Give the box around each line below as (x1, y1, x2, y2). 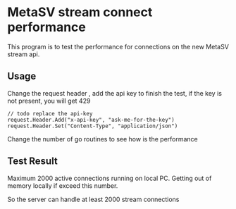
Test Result (7, 156, 58, 167)
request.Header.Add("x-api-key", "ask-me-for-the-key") (7, 116, 175, 123)
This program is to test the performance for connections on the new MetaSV (7, 42, 229, 51)
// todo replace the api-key (7, 110, 93, 117)
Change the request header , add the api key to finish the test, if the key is (7, 89, 222, 97)
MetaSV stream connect (7, 4, 153, 20)
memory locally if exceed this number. (7, 181, 118, 190)
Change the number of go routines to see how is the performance (7, 134, 199, 143)
